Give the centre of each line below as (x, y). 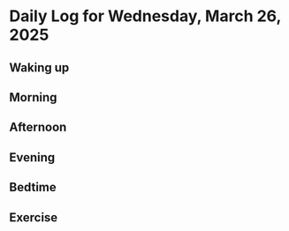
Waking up (39, 67)
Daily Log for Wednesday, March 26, (145, 16)
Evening (32, 157)
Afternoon (38, 127)
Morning (33, 97)
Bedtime (33, 187)
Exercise (34, 217)
